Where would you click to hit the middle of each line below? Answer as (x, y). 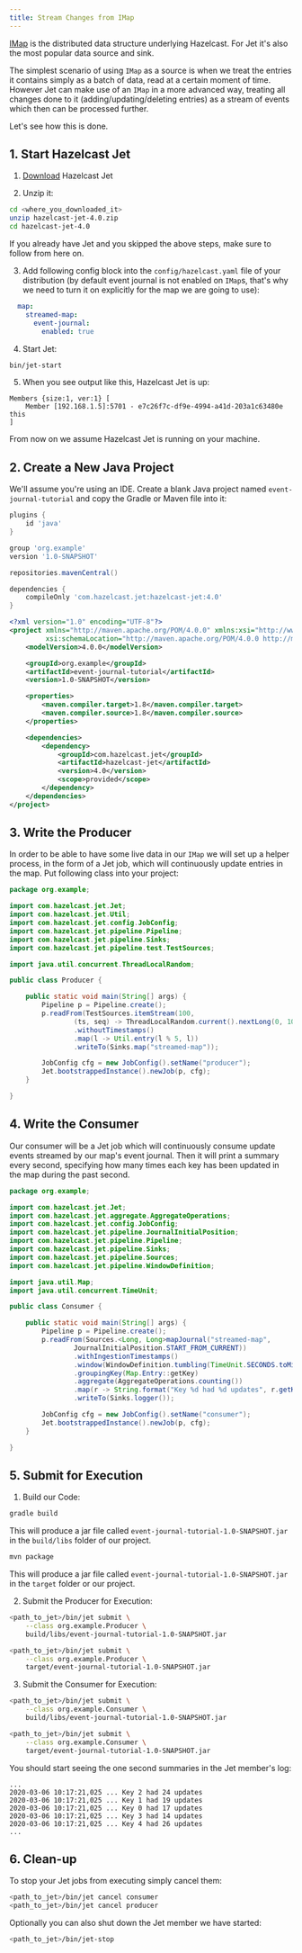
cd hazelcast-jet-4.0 (50, 227)
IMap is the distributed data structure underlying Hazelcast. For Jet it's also (149, 43)
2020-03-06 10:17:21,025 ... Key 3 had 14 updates (106, 1816)
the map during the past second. (70, 1174)
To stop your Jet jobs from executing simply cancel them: (115, 1881)
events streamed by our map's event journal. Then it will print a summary (144, 1155)
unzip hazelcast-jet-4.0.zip (64, 218)
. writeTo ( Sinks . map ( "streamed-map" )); (146, 1047)
